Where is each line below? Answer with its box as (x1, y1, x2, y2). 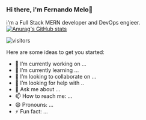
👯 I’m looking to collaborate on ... (14, 73, 97, 80)
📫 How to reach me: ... (14, 92, 73, 100)
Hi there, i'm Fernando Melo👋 (6, 5, 93, 14)
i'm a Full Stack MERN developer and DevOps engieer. (6, 19, 141, 26)
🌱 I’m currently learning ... (14, 67, 79, 74)
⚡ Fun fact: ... (14, 108, 48, 115)
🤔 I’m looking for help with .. (14, 79, 84, 86)
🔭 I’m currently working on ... (14, 60, 87, 68)
